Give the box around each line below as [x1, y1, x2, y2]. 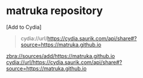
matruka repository [6, 4, 103, 18]
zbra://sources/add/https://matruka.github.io [6, 52, 115, 59]
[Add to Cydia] [6, 23, 42, 30]
